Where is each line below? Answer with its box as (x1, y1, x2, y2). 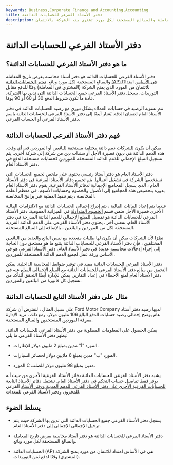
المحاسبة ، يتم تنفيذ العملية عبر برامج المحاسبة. (6, 193, 95, 199)
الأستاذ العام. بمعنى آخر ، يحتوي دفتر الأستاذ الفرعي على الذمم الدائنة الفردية (6, 219, 151, 225)
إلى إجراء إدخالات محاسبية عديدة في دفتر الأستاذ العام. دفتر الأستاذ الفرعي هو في (6, 245, 161, 252)
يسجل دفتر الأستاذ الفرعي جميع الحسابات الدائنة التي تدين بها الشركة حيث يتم (13, 417, 161, 423)
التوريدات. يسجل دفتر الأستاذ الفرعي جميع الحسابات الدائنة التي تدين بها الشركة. (6, 90, 159, 96)
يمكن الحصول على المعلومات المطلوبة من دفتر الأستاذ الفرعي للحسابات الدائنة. (6, 327, 158, 333)
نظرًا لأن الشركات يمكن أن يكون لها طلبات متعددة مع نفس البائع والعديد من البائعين (6, 235, 164, 241)
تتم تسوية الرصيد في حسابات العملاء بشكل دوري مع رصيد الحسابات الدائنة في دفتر (6, 105, 164, 111)
